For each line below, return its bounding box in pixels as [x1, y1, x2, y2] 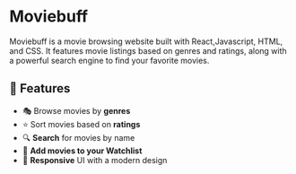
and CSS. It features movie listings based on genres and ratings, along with [9, 45, 287, 56]
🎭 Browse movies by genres [22, 105, 131, 116]
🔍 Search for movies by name [22, 132, 135, 143]
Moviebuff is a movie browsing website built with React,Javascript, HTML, [9, 36, 283, 47]
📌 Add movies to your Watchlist [22, 145, 143, 156]
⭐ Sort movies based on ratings [22, 118, 141, 129]
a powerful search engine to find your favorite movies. [9, 55, 210, 65]
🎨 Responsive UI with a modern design [22, 154, 168, 165]
